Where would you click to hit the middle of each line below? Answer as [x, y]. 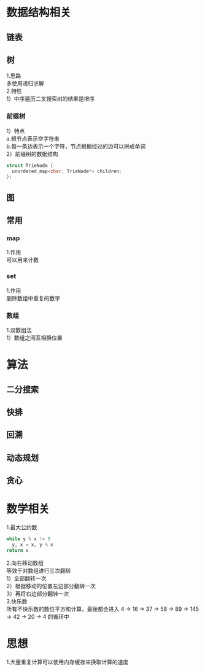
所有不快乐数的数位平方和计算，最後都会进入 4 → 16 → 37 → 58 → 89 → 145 [103, 609]
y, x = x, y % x [33, 545]
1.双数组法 [19, 330]
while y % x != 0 [29, 539]
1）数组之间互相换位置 [34, 338]
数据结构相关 [39, 13]
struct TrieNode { [30, 165]
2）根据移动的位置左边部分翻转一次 [51, 586]
